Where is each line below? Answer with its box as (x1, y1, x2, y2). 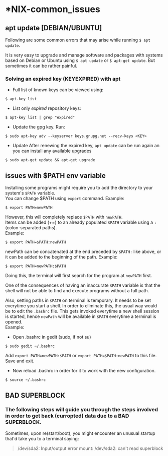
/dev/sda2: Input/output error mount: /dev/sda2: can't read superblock (17, 445, 163, 451)
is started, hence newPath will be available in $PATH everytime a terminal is (5, 313, 156, 319)
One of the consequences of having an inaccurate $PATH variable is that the (5, 282, 160, 288)
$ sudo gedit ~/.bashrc (5, 344, 55, 349)
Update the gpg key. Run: (12, 124, 65, 130)
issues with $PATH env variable (5, 171, 106, 180)
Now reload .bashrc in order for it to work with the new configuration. (12, 368, 156, 374)
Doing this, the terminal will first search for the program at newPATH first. (5, 273, 152, 279)
